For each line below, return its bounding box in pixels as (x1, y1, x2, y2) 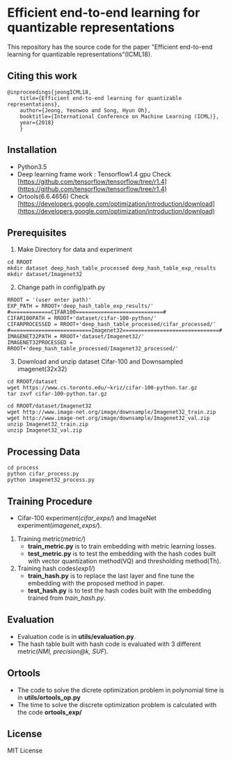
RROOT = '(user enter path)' (7, 297, 92, 304)
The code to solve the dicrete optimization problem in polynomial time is (17, 686, 225, 694)
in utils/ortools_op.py (17, 693, 81, 702)
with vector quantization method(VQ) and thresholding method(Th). (27, 557, 221, 565)
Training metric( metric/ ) (17, 535, 86, 543)
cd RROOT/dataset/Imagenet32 (7, 403, 92, 410)
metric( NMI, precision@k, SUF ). (17, 647, 109, 655)
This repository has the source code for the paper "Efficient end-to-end (7, 42, 213, 51)
